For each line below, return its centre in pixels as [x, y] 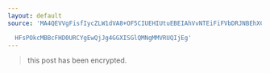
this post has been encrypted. [77, 60]
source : [21, 23]
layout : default [35, 16]
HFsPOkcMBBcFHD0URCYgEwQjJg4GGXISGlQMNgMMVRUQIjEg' [104, 38]
